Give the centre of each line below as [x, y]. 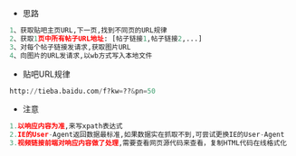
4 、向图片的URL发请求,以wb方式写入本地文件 [81, 55]
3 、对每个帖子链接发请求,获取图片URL [70, 47]
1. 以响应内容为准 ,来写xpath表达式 [66, 126]
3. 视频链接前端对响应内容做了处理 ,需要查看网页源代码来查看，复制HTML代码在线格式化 [148, 143]
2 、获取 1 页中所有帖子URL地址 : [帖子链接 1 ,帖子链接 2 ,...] [106, 39]
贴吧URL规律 [46, 74]
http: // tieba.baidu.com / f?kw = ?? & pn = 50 [82, 91]
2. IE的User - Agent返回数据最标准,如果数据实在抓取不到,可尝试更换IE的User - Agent [147, 135]
